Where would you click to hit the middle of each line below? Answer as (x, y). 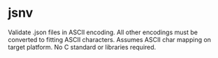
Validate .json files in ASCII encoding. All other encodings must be (103, 32)
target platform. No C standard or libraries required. (82, 47)
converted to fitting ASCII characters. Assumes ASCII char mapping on (110, 39)
